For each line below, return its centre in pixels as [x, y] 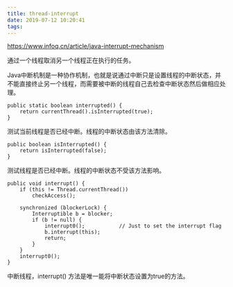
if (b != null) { [57, 220]
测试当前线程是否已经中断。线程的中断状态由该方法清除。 [89, 132]
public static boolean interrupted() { [65, 106]
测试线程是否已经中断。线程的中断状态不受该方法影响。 [86, 171]
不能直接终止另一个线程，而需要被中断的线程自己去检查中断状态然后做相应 [113, 84]
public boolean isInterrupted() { [57, 145]
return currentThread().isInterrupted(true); [87, 112]
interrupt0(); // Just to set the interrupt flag [133, 226]
